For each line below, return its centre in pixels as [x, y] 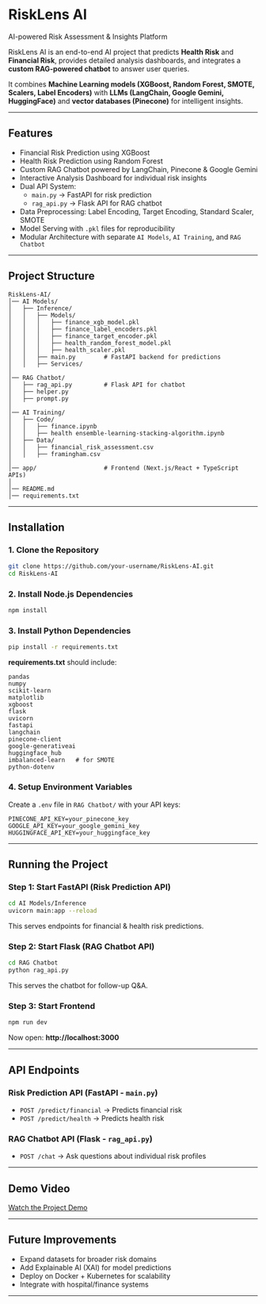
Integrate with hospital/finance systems [84, 1284]
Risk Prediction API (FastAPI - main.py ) [83, 1092]
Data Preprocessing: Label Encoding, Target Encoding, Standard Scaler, [137, 211]
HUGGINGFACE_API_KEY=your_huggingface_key [79, 833]
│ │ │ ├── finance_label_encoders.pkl [83, 329]
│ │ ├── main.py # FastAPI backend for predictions [115, 357]
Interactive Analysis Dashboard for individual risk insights [113, 178]
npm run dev [28, 1022]
